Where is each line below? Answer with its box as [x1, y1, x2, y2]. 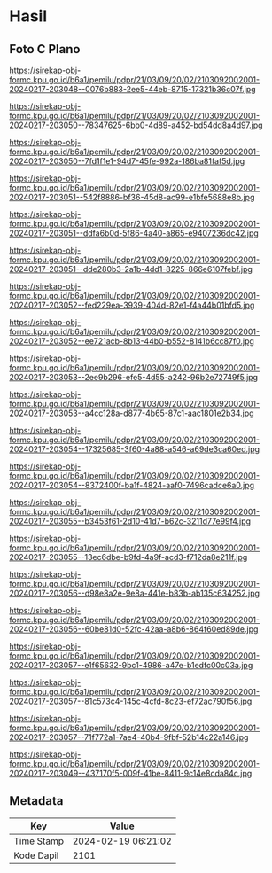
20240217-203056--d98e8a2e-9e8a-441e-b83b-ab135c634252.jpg [9, 588, 260, 598]
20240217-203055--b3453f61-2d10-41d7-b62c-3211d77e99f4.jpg [9, 516, 251, 526]
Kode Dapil [13, 849, 59, 861]
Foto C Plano [9, 42, 81, 57]
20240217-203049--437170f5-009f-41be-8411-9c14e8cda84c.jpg [9, 768, 253, 778]
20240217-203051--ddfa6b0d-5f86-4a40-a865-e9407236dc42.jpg [9, 228, 259, 238]
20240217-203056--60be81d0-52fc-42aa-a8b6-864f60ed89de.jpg [9, 624, 259, 635]
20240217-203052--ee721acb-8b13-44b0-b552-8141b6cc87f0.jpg [9, 336, 255, 347]
